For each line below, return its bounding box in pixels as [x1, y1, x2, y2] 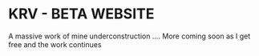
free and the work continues [8, 39, 102, 49]
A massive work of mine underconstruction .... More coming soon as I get [8, 31, 251, 41]
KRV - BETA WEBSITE [8, 5, 155, 23]
